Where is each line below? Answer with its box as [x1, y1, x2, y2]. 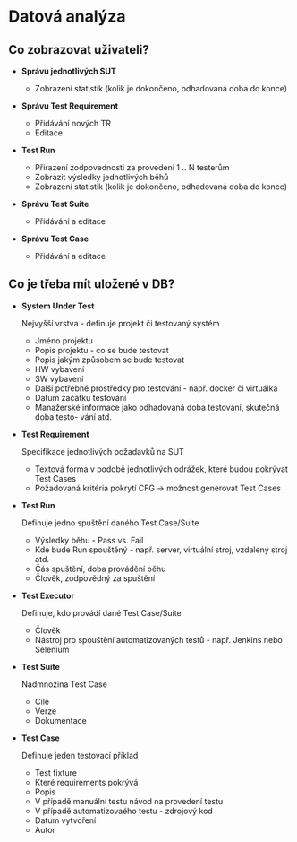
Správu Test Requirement [21, 100, 118, 111]
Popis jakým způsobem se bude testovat [34, 354, 185, 365]
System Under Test [21, 300, 95, 311]
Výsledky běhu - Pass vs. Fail [34, 534, 144, 545]
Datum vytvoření [34, 814, 97, 826]
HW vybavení [34, 363, 85, 374]
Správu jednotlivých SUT [21, 65, 117, 76]
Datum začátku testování [34, 392, 127, 403]
